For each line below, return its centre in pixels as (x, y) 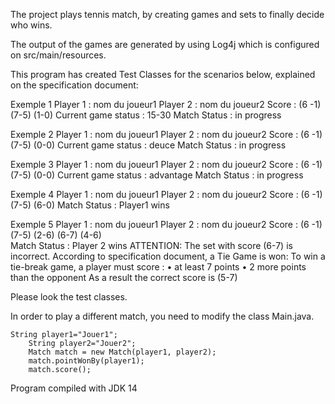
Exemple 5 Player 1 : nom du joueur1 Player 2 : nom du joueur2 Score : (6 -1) (166, 224)
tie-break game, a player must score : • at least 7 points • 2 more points (158, 267)
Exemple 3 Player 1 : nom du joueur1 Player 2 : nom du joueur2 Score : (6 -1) (166, 164)
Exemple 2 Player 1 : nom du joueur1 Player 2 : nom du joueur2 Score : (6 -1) (166, 134)
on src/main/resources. (58, 55)
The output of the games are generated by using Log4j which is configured (165, 44)
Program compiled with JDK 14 (74, 388)
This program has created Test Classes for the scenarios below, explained (163, 74)
